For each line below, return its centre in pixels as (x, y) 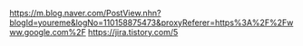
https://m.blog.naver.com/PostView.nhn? (85, 13)
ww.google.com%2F (48, 32)
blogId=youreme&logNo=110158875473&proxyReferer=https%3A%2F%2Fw (151, 23)
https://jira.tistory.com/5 (133, 32)
